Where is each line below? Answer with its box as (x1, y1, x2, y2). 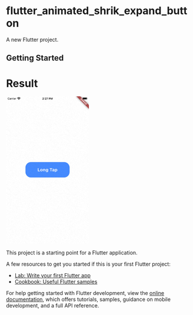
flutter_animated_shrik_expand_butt (6, 4, 188, 18)
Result (6, 76, 38, 90)
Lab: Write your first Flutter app (14, 272, 91, 279)
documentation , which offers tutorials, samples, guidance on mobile (6, 296, 171, 303)
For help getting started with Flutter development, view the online (6, 290, 165, 297)
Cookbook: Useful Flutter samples (14, 278, 98, 286)
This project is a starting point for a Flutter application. (6, 249, 138, 256)
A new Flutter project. (6, 36, 59, 43)
